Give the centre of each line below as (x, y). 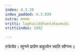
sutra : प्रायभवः (17, 19)
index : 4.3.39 (20, 10)
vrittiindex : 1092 (24, 28)
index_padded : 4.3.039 (28, 14)
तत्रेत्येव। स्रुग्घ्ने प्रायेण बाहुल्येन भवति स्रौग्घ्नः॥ (40, 47)
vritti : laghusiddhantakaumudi (37, 24)
